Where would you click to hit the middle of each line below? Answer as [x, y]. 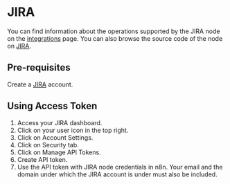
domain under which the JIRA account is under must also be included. [117, 174]
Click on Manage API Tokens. [59, 152]
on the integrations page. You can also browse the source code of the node [115, 38]
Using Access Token [52, 106]
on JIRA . [19, 46]
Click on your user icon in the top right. [73, 130]
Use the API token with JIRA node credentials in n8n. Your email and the [120, 167]
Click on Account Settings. [55, 137]
